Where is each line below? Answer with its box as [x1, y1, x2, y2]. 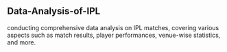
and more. [7, 38, 36, 47]
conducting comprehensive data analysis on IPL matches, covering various [7, 23, 219, 31]
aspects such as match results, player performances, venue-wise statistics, [7, 31, 221, 39]
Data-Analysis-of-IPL [7, 5, 101, 17]
